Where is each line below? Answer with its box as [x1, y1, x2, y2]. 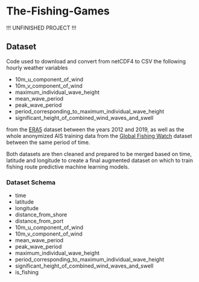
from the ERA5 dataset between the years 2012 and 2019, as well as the [6, 125, 185, 133]
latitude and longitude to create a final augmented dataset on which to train [6, 157, 193, 164]
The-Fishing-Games [6, 4, 110, 18]
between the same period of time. [6, 139, 90, 146]
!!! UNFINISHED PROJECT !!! [6, 24, 77, 31]
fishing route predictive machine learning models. [6, 163, 130, 170]
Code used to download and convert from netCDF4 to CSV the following [6, 57, 186, 64]
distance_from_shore [14, 211, 68, 218]
